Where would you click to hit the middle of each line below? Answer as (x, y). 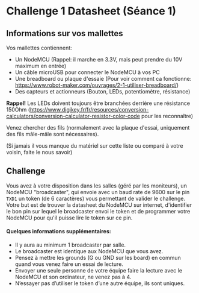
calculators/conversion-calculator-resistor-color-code (73, 116)
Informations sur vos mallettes (65, 33)
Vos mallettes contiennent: (39, 48)
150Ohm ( (18, 109)
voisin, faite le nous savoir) (39, 152)
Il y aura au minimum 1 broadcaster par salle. (70, 245)
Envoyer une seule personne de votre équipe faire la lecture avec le (98, 271)
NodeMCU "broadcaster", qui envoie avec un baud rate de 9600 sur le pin (98, 192)
